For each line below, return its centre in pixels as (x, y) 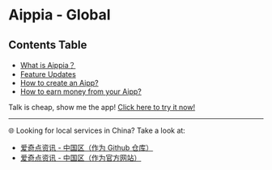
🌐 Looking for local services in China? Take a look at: (97, 130)
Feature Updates (48, 74)
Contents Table (48, 45)
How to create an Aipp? (59, 83)
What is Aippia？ (48, 65)
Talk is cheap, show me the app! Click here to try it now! (102, 107)
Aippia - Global (59, 15)
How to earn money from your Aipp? (81, 91)
